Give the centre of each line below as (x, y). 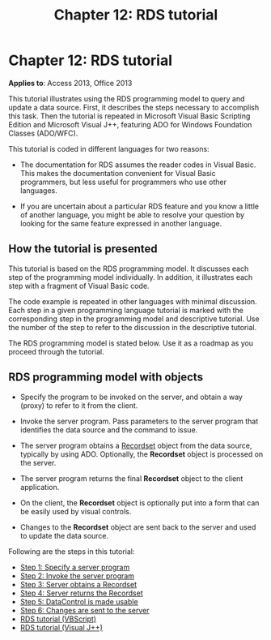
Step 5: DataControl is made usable (79, 601)
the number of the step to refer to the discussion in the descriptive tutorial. (133, 327)
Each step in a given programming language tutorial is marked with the (126, 310)
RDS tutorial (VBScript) (58, 619)
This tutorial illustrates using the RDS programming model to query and (127, 98)
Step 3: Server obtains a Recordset (78, 584)
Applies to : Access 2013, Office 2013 (70, 83)
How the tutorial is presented (83, 249)
